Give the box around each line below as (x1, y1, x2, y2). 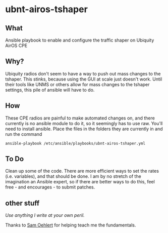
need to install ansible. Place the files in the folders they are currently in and (5, 126, 163, 132)
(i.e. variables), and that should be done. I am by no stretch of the (5, 173, 141, 179)
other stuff (5, 199, 40, 207)
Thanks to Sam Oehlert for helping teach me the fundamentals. (5, 222, 136, 228)
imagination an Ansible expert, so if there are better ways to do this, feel (5, 179, 155, 185)
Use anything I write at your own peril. (5, 212, 85, 218)
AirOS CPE (5, 43, 28, 49)
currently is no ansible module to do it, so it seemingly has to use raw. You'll (5, 120, 163, 126)
